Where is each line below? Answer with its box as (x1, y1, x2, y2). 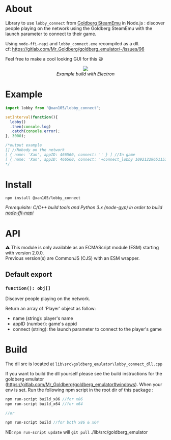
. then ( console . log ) (10, 124, 51, 129)
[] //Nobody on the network (5, 148, 65, 153)
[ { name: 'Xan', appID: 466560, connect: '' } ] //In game (5, 152, 136, 157)
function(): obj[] (5, 285, 51, 291)
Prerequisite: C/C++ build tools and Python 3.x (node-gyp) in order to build (5, 204, 163, 211)
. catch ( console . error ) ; (10, 129, 60, 134)
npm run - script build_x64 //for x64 (5, 401, 83, 406)
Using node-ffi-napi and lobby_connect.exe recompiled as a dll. (5, 40, 140, 46)
